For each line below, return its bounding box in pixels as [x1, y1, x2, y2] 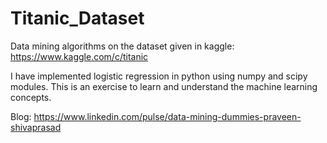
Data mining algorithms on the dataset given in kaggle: [10, 40, 235, 52]
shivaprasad [10, 121, 62, 133]
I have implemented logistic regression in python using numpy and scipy [10, 70, 308, 82]
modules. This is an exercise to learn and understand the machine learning [10, 80, 318, 92]
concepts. [10, 91, 52, 103]
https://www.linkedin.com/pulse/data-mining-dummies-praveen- [33, 110, 302, 122]
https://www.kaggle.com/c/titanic [10, 50, 149, 62]
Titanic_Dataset [10, 7, 145, 30]
